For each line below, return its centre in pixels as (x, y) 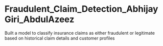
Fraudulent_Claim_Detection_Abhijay (81, 9)
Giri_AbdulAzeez (39, 19)
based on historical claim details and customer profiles (60, 38)
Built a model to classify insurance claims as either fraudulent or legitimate (80, 33)
